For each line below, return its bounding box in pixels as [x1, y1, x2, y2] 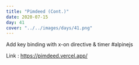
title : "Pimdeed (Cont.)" [6, 8, 69, 15]
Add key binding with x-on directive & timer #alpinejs [6, 41, 133, 48]
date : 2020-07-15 [6, 14, 48, 20]
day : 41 [6, 19, 25, 25]
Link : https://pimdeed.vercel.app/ [6, 52, 88, 59]
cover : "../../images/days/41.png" [6, 25, 93, 31]
